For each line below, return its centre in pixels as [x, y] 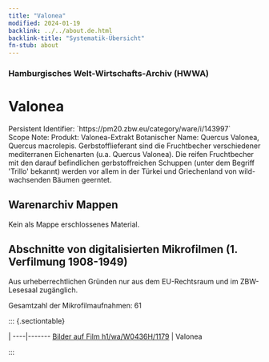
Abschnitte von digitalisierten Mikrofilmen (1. [123, 249]
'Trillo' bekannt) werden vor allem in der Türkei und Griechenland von [123, 171]
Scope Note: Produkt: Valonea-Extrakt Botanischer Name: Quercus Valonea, [134, 137]
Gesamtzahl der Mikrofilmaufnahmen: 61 [75, 305]
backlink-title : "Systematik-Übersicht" [77, 38]
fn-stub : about [34, 46]
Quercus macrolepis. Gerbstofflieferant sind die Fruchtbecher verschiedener [134, 146]
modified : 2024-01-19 [44, 23]
